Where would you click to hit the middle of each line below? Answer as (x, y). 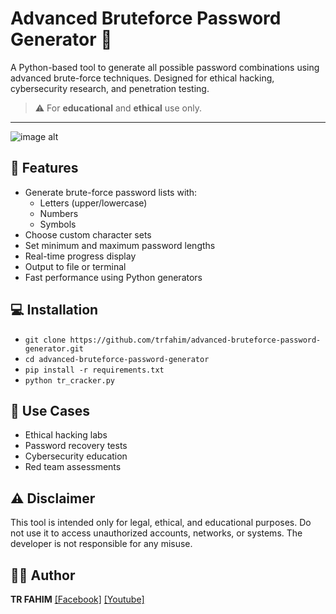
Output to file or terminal (75, 266)
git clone (45, 340)
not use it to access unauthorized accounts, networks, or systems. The (156, 533)
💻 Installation (54, 310)
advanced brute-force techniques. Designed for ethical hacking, (142, 78)
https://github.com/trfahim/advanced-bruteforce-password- (195, 340)
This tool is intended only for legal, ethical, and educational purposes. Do (161, 523)
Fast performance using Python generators (113, 277)
